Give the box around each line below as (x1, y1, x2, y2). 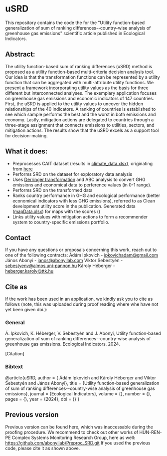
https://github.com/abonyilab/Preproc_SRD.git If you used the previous (5, 439, 151, 446)
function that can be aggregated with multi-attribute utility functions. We (5, 79, 154, 85)
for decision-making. (5, 132, 48, 138)
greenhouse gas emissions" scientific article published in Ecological (5, 30, 145, 36)
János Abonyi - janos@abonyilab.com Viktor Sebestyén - (5, 258, 123, 264)
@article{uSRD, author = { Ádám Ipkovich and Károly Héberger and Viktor (5, 374, 156, 381)
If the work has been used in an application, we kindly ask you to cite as (5, 296, 153, 302)
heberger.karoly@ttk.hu (5, 268, 54, 274)
